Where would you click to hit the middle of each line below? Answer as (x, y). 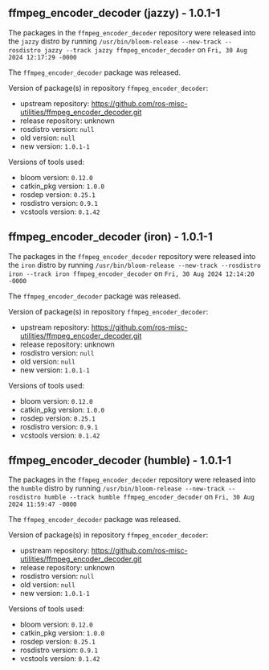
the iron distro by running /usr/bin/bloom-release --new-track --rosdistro (134, 265)
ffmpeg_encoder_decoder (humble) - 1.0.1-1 (120, 460)
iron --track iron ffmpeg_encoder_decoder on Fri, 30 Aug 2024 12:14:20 (131, 273)
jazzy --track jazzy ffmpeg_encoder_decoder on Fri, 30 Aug (145, 49)
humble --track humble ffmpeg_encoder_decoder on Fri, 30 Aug (149, 497)
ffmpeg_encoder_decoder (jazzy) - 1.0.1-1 (114, 13)
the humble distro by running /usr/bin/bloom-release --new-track (116, 488)
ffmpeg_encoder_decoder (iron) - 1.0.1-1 (110, 237)
